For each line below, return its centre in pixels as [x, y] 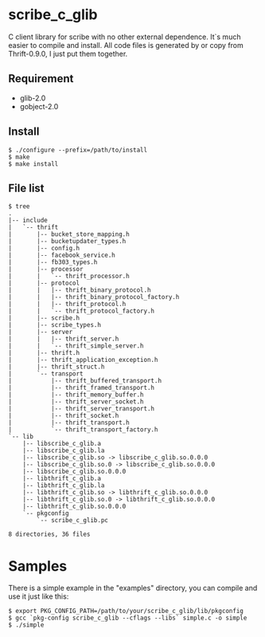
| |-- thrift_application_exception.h [83, 360]
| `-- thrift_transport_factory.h [83, 430]
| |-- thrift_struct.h [57, 367]
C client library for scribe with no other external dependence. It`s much [125, 37]
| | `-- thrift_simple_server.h [76, 346]
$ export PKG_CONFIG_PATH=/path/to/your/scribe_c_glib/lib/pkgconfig [126, 611]
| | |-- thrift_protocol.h [67, 305]
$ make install [33, 164]
